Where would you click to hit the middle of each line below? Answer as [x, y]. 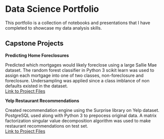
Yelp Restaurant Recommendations [42, 101]
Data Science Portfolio [52, 9]
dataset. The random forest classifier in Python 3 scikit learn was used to [80, 70]
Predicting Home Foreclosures [37, 55]
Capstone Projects [34, 44]
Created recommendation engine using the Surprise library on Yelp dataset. [82, 110]
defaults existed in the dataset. [37, 86]
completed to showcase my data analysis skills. [54, 28]
